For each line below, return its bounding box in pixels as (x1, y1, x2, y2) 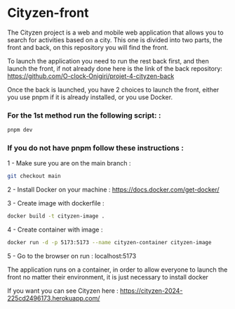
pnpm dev (7, 127, 33, 134)
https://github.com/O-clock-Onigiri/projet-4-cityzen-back (7, 72, 175, 80)
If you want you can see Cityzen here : (7, 286, 119, 295)
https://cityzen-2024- (120, 286, 183, 295)
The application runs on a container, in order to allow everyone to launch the (7, 265, 228, 274)
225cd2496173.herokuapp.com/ (7, 294, 100, 303)
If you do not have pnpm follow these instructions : (7, 143, 184, 153)
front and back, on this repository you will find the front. (7, 43, 169, 51)
